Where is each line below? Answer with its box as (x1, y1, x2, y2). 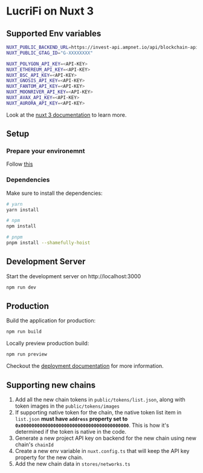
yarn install (6, 207, 39, 213)
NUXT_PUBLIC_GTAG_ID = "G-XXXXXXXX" (6, 50, 94, 56)
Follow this (6, 160, 33, 168)
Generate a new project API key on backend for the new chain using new (14, 434, 196, 442)
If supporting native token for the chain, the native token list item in (14, 409, 182, 416)
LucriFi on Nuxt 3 (6, 4, 94, 18)
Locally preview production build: (6, 340, 89, 347)
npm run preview (6, 351, 47, 357)
